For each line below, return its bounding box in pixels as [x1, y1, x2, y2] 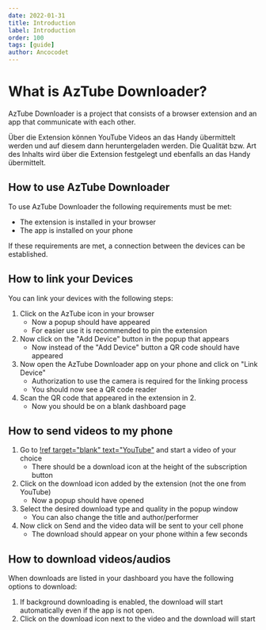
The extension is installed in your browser [19, 217, 157, 227]
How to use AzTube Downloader [8, 181, 170, 194]
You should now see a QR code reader [31, 384, 158, 394]
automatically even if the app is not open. [19, 605, 155, 615]
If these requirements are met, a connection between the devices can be [8, 241, 245, 250]
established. [8, 249, 48, 258]
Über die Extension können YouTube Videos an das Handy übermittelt [8, 132, 236, 142]
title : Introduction [8, 19, 77, 27]
